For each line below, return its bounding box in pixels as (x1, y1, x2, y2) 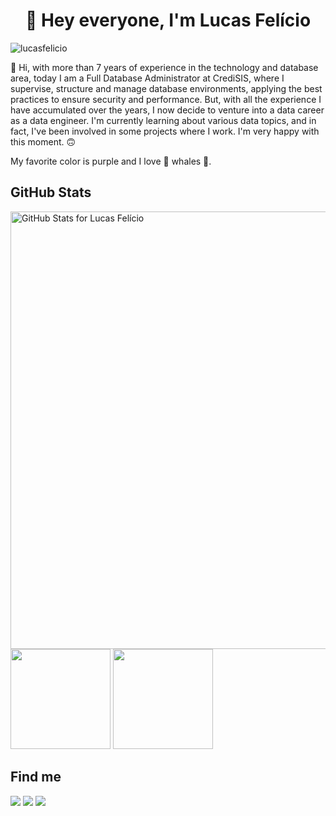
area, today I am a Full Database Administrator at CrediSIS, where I (10, 72, 285, 84)
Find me (10, 769, 62, 786)
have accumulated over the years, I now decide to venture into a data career (10, 104, 325, 116)
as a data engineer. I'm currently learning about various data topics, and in (10, 114, 317, 126)
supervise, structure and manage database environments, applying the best (10, 82, 323, 94)
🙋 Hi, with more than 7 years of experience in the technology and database (10, 61, 319, 73)
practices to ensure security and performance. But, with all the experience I (10, 93, 322, 105)
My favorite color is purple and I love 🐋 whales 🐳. (10, 155, 212, 167)
